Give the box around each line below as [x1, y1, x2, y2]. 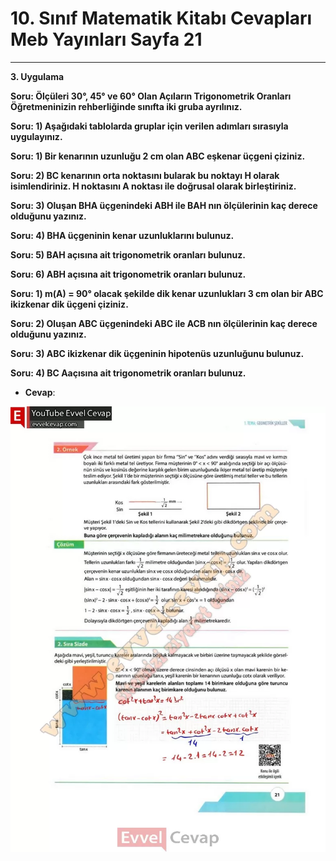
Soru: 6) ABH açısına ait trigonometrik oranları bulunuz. [10, 268, 247, 280]
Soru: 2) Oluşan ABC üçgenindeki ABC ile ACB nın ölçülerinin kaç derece [10, 317, 318, 329]
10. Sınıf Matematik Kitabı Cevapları [10, 7, 313, 30]
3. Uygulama [10, 70, 65, 82]
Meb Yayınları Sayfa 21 [10, 28, 203, 51]
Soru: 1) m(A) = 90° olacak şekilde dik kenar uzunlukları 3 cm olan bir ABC [10, 287, 324, 299]
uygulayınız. [10, 130, 63, 142]
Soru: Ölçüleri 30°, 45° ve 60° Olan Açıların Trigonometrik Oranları [10, 90, 292, 102]
